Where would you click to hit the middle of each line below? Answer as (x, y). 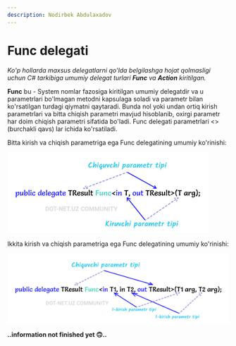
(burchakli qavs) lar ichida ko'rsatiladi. (62, 129)
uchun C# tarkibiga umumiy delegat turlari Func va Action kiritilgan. (107, 78)
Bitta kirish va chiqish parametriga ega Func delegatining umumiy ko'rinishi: (117, 142)
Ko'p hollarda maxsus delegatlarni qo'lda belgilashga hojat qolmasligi (109, 70)
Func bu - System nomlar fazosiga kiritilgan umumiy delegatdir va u (106, 91)
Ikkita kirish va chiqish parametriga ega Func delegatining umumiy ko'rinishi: (118, 244)
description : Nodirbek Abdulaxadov (60, 15)
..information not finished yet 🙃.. (57, 334)
